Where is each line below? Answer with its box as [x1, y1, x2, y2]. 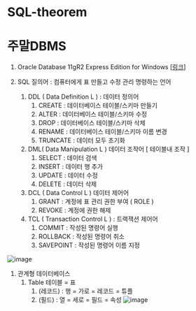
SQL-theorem [7, 4, 87, 20]
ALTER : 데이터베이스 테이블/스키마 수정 [38, 110, 148, 119]
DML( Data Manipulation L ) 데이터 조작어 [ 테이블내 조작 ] [27, 145, 190, 154]
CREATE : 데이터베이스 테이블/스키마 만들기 [38, 101, 157, 110]
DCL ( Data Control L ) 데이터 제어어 [27, 189, 129, 197]
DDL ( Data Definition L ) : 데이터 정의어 [27, 92, 139, 101]
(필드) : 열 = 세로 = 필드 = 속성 [38, 296, 122, 304]
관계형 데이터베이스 [17, 270, 71, 278]
